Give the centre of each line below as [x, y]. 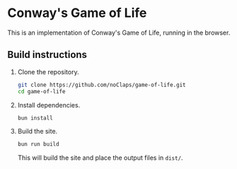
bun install [35, 118]
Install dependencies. [49, 105]
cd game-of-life [41, 91]
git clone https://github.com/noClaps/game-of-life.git [102, 85]
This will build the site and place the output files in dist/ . [100, 158]
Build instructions [47, 55]
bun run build [38, 144]
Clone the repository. [48, 71]
